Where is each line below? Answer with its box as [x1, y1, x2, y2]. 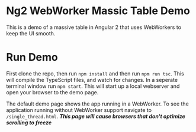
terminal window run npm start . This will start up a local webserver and [6, 82, 180, 90]
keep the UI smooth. [6, 29, 56, 37]
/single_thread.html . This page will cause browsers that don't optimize [6, 113, 185, 120]
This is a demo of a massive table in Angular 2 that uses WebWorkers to [6, 24, 182, 31]
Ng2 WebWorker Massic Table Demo [6, 4, 191, 18]
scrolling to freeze [6, 119, 52, 126]
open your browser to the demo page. [6, 88, 99, 95]
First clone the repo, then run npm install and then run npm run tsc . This [6, 70, 185, 77]
